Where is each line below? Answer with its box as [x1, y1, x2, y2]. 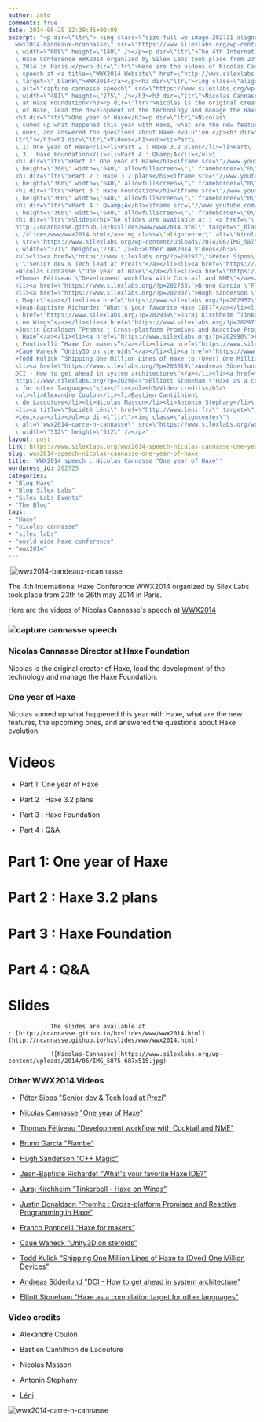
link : [8, 442, 26, 450]
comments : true [8, 19, 58, 27]
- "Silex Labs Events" [8, 493, 82, 501]
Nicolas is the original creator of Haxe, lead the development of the [8, 663, 225, 673]
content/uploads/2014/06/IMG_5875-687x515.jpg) [8, 1057, 167, 1065]
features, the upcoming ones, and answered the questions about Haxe [8, 718, 236, 727]
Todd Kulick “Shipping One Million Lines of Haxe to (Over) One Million [19, 1253, 245, 1263]
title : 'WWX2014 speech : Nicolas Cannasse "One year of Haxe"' [8, 457, 223, 465]
